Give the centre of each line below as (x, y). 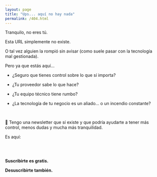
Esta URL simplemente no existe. (38, 42)
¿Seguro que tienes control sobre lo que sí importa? (64, 75)
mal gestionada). (22, 56)
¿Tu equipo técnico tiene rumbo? (45, 94)
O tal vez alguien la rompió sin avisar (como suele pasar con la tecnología (79, 51)
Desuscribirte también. (29, 170)
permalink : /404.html (27, 18)
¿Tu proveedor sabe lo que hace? (45, 85)
